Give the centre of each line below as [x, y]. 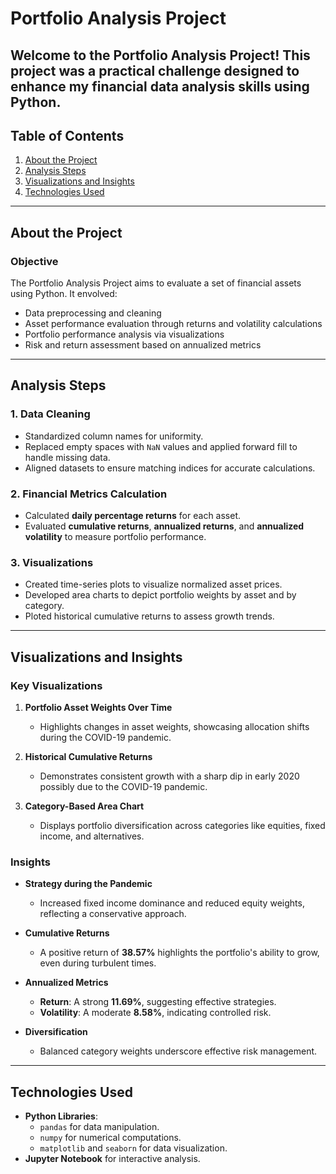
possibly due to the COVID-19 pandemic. [123, 787]
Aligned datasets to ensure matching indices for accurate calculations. [170, 468]
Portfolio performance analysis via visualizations [124, 334]
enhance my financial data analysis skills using [160, 86]
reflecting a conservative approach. [113, 914]
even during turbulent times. [98, 963]
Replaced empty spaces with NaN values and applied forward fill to [161, 446]
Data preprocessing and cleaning [93, 313]
